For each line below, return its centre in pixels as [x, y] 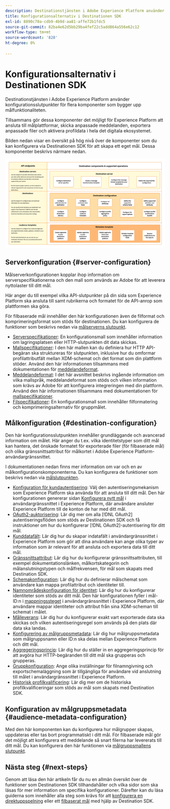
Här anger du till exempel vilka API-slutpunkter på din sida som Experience [83, 295]
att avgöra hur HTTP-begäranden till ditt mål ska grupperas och [79, 655]
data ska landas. [30, 628]
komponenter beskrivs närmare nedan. [46, 151]
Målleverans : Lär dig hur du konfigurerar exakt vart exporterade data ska [89, 617]
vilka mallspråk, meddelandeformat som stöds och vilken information [85, 380]
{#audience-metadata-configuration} [66, 717]
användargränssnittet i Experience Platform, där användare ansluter [83, 504]
